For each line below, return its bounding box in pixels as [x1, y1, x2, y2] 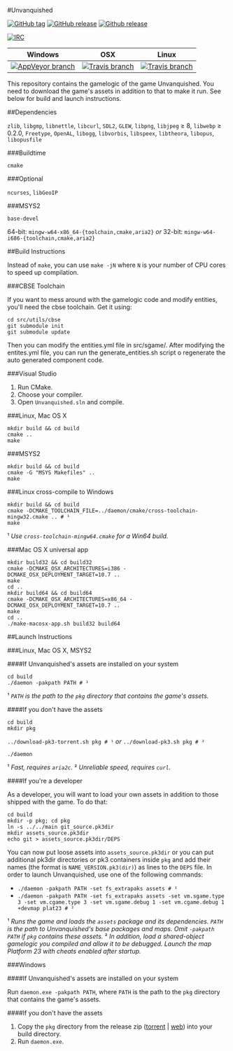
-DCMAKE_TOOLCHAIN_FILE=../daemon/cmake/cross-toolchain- [25, 507, 199, 514]
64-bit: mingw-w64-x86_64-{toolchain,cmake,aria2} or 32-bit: [7, 228, 183, 235]
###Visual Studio [7, 369, 57, 378]
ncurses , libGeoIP [7, 188, 58, 196]
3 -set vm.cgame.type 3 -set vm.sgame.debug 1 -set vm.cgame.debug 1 [17, 899, 225, 906]
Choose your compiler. [17, 390, 83, 399]
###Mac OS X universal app [7, 546, 89, 554]
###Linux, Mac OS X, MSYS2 [7, 646, 92, 654]
